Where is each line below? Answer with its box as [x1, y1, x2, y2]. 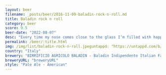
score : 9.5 [5, 26, 28, 31]
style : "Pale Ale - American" [5, 62, 68, 67]
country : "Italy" [5, 48, 41, 53]
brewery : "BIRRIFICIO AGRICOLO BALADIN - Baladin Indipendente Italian [5, 53, 156, 58]
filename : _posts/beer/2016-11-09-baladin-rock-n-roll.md [5, 12, 127, 17]
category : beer [5, 21, 37, 26]
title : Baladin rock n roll [5, 16, 63, 21]
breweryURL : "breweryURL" [5, 58, 58, 63]
